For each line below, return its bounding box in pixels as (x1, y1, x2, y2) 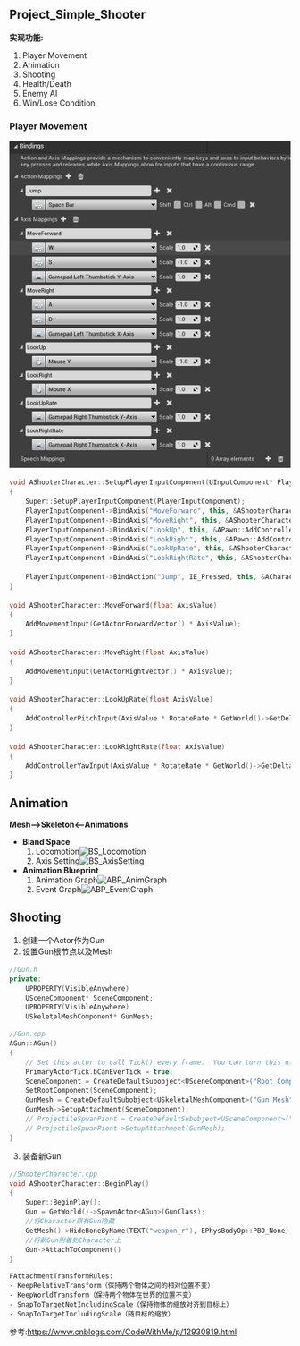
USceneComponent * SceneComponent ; (25, 993, 154, 1002)
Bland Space (21, 837, 71, 848)
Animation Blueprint (21, 865, 99, 876)
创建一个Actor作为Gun (21, 934, 105, 945)
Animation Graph (35, 874, 98, 885)
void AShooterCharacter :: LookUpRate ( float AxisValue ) (9, 695, 214, 704)
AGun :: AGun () (9, 1039, 58, 1048)
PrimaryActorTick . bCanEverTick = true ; (25, 1067, 174, 1077)
